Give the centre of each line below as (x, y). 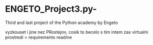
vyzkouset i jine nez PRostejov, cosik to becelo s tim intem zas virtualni (77, 32)
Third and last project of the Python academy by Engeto (62, 22)
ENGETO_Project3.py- (51, 9)
